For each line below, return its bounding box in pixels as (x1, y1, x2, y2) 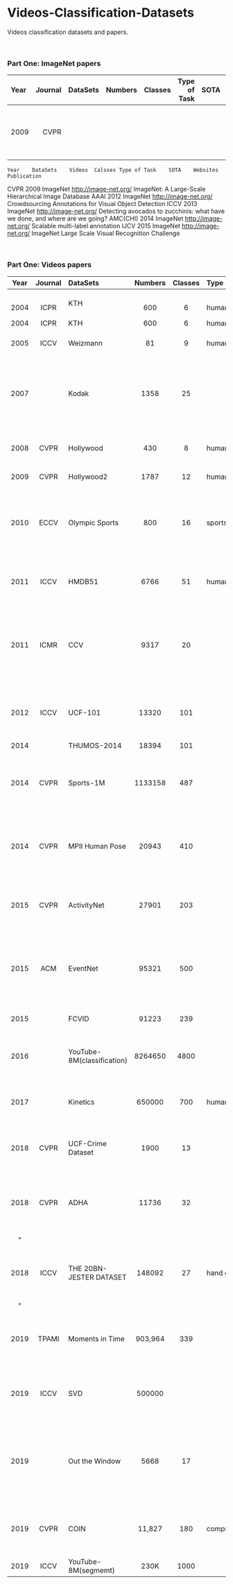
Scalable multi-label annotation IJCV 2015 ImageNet (31, 222, 180, 230)
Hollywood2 (68, 472, 108, 482)
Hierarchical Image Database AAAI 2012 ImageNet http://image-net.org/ (7, 192, 213, 201)
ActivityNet (68, 900, 105, 910)
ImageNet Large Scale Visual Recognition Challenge (31, 229, 180, 237)
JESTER (68, 1272, 95, 1281)
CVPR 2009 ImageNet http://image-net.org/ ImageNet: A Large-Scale (7, 185, 206, 194)
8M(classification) (68, 1055, 128, 1065)
